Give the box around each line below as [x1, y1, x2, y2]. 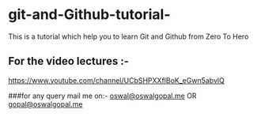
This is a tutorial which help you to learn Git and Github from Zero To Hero [8, 32, 249, 41]
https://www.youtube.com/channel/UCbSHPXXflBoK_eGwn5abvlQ [8, 75, 225, 85]
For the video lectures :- [8, 55, 129, 68]
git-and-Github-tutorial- [8, 6, 172, 24]
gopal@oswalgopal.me [8, 99, 83, 108]
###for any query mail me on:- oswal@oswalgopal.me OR [8, 91, 197, 100]
